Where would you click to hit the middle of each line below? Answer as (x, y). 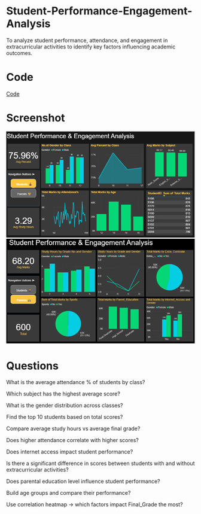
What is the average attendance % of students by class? (76, 382)
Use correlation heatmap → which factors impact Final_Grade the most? (95, 504)
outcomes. (19, 53)
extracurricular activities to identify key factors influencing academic (91, 47)
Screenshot (36, 118)
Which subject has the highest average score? (63, 394)
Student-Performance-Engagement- (99, 11)
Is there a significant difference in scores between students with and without (100, 463)
